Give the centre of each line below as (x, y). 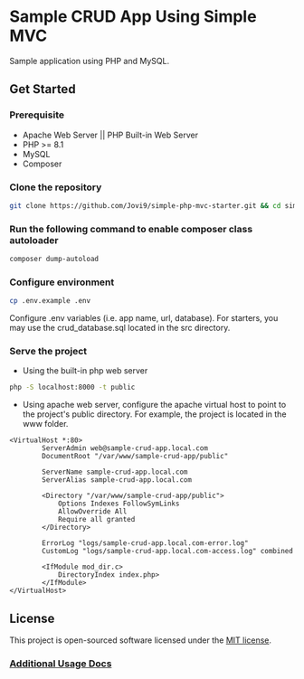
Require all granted (96, 520)
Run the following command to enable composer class (131, 229)
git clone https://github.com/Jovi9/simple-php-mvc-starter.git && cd (145, 205)
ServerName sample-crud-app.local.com (115, 472)
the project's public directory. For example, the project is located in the (154, 414)
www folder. (45, 424)
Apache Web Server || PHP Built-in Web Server (110, 135)
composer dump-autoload (54, 259)
